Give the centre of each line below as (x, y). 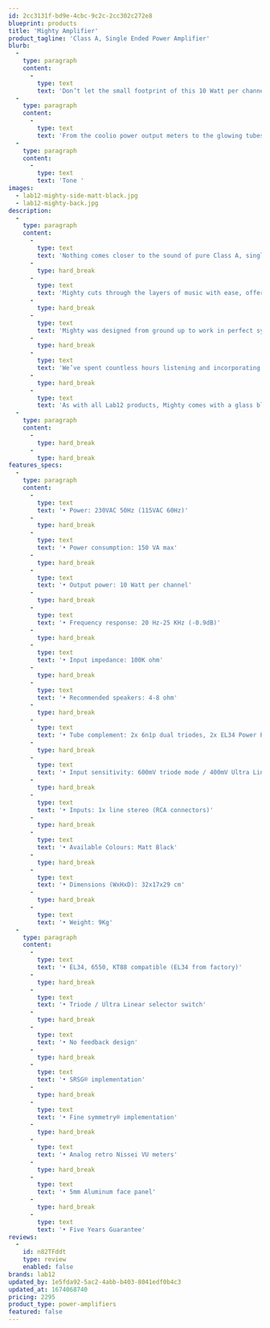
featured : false (35, 1312)
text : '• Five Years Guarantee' (92, 1230)
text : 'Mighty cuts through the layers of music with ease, (140, 293)
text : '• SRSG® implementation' (92, 1080)
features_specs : (35, 465)
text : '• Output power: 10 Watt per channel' (115, 585)
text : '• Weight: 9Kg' (75, 922)
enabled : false (48, 1267)
